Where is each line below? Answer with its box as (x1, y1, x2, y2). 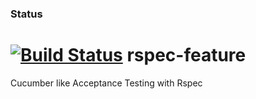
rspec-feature (126, 44, 247, 67)
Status (10, 7, 43, 21)
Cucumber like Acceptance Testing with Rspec (10, 77, 203, 89)
